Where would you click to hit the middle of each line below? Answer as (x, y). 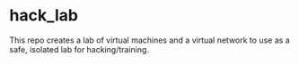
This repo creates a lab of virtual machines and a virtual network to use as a (149, 40)
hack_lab (44, 16)
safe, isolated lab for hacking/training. (79, 49)
